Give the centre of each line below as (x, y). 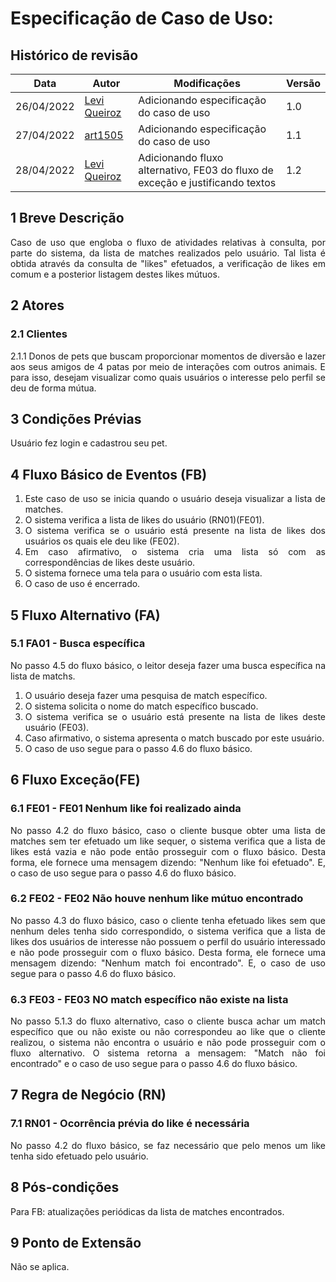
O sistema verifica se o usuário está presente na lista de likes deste (175, 716)
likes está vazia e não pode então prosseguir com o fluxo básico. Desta (168, 851)
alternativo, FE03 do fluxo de (206, 170)
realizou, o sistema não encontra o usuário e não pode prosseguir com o (168, 1043)
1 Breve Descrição (67, 218)
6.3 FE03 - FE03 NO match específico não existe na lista (149, 999)
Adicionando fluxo (181, 157)
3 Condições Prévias (76, 418)
